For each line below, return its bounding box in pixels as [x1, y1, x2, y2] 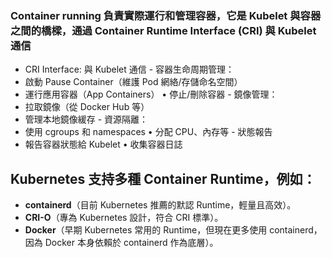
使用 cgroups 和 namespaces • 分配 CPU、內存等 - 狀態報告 [24, 126, 273, 138]
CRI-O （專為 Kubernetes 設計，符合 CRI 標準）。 [24, 212, 224, 224]
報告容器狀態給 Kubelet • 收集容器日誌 [24, 138, 183, 151]
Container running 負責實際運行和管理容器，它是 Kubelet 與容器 [10, 8, 322, 22]
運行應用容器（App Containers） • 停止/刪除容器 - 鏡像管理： [24, 88, 278, 101]
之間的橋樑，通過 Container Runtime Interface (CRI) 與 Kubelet [10, 23, 317, 37]
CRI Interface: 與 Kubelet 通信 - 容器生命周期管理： [24, 63, 235, 76]
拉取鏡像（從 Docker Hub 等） [24, 101, 150, 113]
